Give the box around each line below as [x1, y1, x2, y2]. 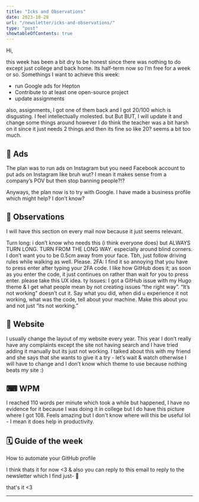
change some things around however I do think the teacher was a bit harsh [6, 119, 189, 126]
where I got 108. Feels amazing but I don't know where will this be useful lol [6, 412, 191, 419]
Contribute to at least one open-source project [14, 89, 129, 96]
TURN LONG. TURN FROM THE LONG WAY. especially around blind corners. [6, 245, 192, 252]
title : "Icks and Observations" [6, 8, 86, 15]
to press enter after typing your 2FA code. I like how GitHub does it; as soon [6, 264, 191, 271]
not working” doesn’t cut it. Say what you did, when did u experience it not [6, 289, 188, 297]
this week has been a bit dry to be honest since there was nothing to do [6, 59, 181, 66]
